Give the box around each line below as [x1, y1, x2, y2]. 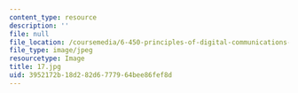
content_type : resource [9, 12, 98, 22]
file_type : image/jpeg [9, 46, 93, 55]
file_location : [9, 37, 66, 47]
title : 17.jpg [9, 63, 62, 72]
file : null [9, 29, 50, 38]
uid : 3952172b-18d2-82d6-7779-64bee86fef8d [9, 71, 173, 80]
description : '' [9, 21, 69, 30]
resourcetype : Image [9, 54, 86, 63]
